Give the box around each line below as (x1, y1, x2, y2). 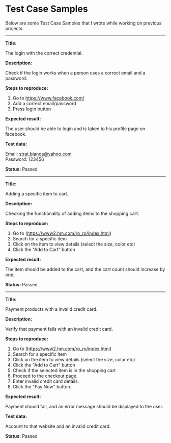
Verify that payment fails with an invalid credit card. (5, 326, 113, 332)
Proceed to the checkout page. (12, 373, 78, 379)
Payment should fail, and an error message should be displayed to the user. (5, 403, 164, 409)
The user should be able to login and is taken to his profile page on (5, 126, 146, 132)
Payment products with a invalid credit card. (5, 306, 98, 312)
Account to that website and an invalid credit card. (5, 423, 111, 429)
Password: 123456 (5, 156, 44, 162)
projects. (5, 25, 24, 31)
